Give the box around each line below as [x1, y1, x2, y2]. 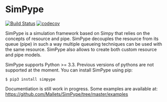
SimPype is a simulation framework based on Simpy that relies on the [5, 30, 150, 36]
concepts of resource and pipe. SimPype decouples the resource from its [5, 36, 159, 42]
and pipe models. [5, 52, 42, 58]
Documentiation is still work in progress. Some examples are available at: [5, 85, 158, 92]
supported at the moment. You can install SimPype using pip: [5, 67, 133, 73]
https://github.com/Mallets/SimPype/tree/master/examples [5, 91, 128, 97]
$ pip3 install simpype [5, 77, 56, 82]
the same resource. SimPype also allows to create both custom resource [5, 46, 157, 52]
